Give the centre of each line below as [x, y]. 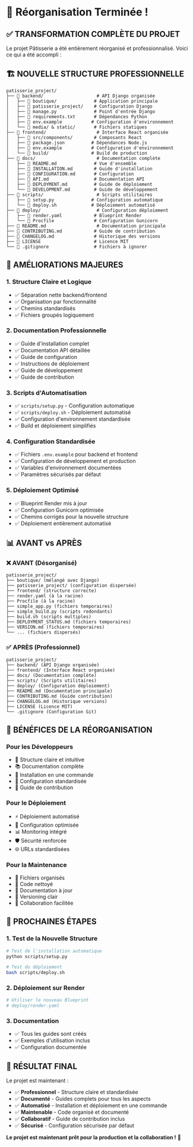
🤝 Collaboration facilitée [44, 903]
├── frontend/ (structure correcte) [51, 591]
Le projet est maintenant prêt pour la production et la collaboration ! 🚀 [94, 1137]
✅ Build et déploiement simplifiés [55, 426]
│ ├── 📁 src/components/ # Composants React [74, 137]
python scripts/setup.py [37, 956]
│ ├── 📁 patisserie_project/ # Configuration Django [79, 106]
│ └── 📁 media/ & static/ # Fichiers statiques [77, 127]
